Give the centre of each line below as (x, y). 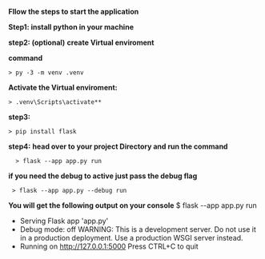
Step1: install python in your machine (71, 27)
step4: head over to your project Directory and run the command (118, 146)
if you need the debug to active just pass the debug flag (103, 176)
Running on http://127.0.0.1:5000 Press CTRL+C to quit (109, 246)
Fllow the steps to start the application (74, 12)
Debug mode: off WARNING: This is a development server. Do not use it (138, 229)
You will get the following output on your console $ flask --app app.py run (133, 205)
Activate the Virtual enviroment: (63, 88)
